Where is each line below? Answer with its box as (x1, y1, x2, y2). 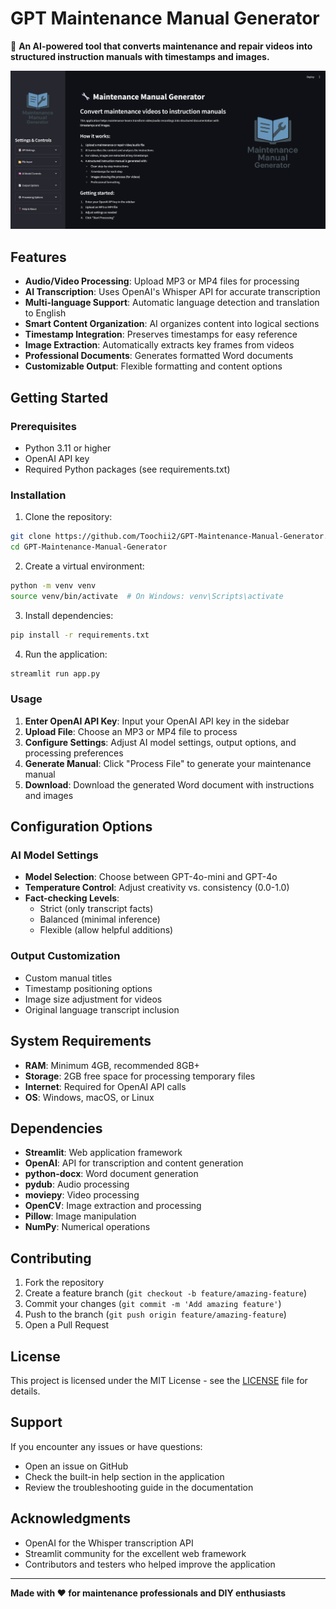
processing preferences (24, 747, 124, 759)
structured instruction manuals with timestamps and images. (10, 50, 270, 62)
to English (24, 307, 67, 319)
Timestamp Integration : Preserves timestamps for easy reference (24, 328, 298, 341)
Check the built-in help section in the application (24, 1470, 225, 1482)
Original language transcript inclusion (24, 1003, 180, 1016)
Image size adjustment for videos (24, 993, 163, 1005)
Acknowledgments (10, 1510, 132, 1527)
